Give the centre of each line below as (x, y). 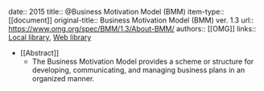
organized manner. (63, 79)
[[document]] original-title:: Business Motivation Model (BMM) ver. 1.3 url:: (131, 20)
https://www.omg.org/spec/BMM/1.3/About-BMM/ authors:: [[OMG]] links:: (132, 29)
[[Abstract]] (39, 53)
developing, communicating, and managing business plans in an (138, 70)
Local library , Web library (50, 37)
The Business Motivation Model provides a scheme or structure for (143, 61)
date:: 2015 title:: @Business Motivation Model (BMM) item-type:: (116, 12)
